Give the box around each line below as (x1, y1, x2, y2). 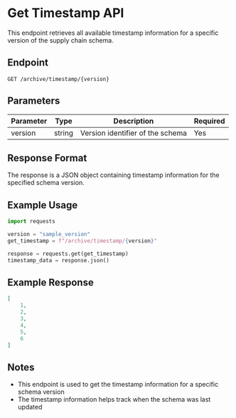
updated (17, 403, 43, 412)
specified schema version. (7, 178, 85, 187)
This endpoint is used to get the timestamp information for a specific (17, 380, 219, 389)
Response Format (7, 151, 87, 164)
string (53, 128, 73, 138)
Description (113, 116, 154, 126)
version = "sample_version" (7, 231, 91, 238)
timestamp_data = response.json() (7, 257, 110, 264)
